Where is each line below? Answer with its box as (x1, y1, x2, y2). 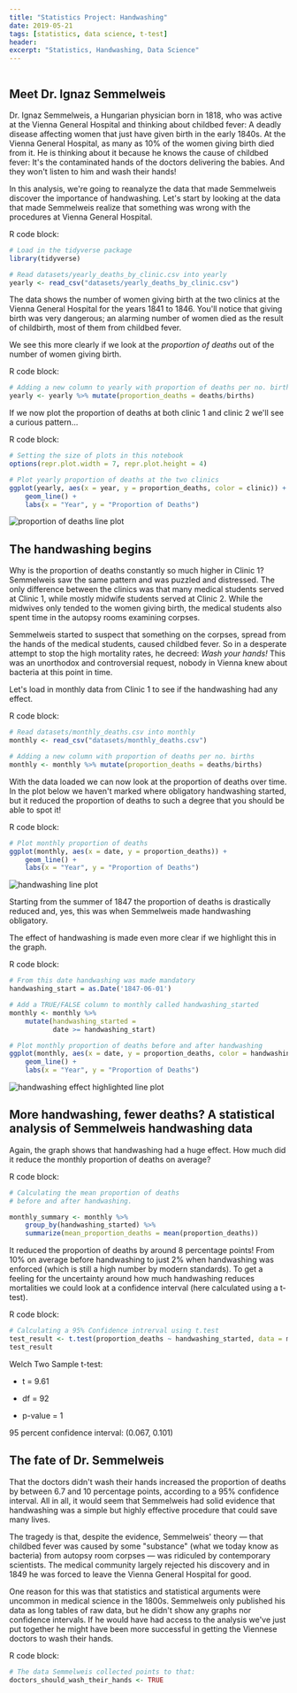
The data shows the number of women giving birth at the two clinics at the (9, 294, 280, 305)
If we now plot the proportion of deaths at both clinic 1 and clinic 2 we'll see (9, 408, 285, 419)
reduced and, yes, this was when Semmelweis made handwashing (9, 906, 252, 917)
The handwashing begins (9, 542, 152, 557)
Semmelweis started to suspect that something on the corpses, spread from (9, 629, 286, 640)
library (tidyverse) (9, 254, 81, 263)
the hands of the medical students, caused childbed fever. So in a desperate (9, 639, 287, 650)
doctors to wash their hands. (9, 1633, 114, 1643)
